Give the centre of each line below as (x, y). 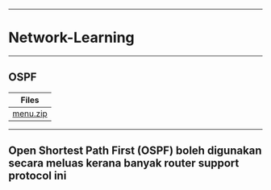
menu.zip (30, 114)
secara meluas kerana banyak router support (124, 163)
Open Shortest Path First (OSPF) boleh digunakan (135, 151)
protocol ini (38, 176)
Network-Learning (71, 38)
